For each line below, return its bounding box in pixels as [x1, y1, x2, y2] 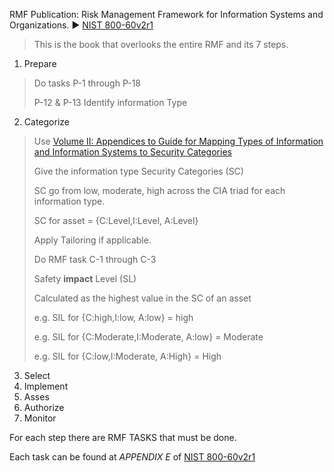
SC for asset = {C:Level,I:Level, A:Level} [33, 215, 199, 226]
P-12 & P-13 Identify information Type [33, 97, 188, 108]
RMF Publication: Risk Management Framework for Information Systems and [9, 9, 324, 20]
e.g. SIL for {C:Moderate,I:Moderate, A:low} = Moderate [33, 331, 264, 343]
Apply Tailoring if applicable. [33, 234, 152, 246]
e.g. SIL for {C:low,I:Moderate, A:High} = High [33, 350, 222, 362]
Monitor [23, 412, 57, 424]
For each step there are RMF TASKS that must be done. [9, 432, 237, 443]
